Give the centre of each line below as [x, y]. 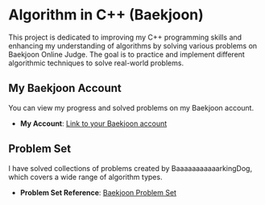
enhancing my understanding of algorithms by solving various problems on [133, 45]
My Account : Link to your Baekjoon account [93, 123]
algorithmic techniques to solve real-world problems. [96, 63]
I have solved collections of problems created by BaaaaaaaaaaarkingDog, [130, 168]
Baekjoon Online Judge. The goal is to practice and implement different [127, 54]
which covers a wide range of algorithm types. [85, 177]
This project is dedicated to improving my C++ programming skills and [125, 37]
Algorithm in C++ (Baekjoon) [106, 15]
